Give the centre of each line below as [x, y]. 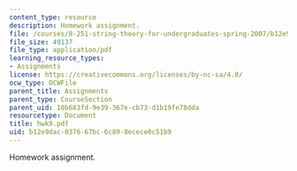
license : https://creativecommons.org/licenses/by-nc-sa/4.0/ [126, 75]
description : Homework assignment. [75, 26]
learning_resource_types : [57, 58]
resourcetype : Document [53, 115]
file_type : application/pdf [61, 50]
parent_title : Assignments [59, 91]
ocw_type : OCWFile [43, 83]
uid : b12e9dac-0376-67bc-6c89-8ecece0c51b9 [91, 132]
